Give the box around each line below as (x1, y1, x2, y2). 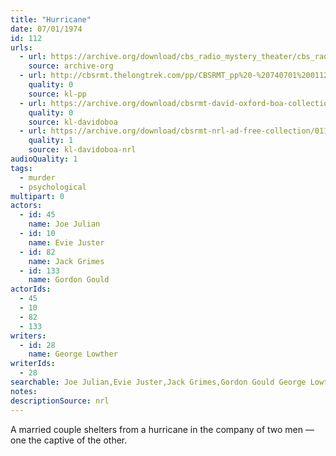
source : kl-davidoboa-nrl (28, 145, 137, 155)
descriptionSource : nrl (10, 396, 110, 406)
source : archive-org (28, 61, 114, 71)
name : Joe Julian (28, 219, 101, 230)
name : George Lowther (28, 349, 118, 360)
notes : (10, 386, 38, 396)
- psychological (19, 182, 87, 192)
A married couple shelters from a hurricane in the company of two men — (10, 423, 315, 435)
